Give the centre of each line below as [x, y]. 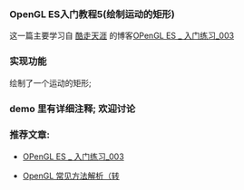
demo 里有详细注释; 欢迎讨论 [73, 109]
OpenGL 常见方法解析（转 [71, 176]
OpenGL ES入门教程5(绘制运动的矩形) [92, 14]
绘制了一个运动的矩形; [51, 82]
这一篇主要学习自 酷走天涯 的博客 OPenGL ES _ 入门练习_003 [122, 36]
